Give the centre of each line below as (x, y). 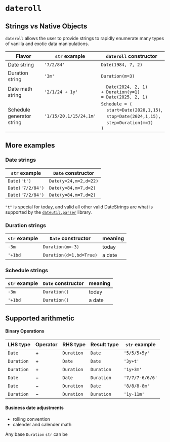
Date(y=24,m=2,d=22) (74, 181)
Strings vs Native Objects (46, 26)
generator (19, 116)
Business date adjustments (35, 408)
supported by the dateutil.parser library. (49, 212)
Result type (104, 344)
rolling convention (31, 419)
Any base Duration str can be (37, 434)
